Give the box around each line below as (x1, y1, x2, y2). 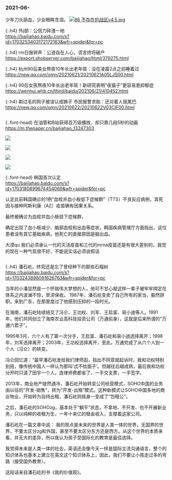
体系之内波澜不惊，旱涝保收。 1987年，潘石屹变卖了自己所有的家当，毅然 (5, 292, 160, 298)
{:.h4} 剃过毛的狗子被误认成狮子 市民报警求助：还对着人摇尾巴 (5, 99, 137, 105)
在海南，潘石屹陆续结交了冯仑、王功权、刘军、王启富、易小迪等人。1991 (5, 309, 158, 316)
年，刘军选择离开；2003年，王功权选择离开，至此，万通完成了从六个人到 (5, 340, 160, 346)
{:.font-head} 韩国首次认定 (5, 174, 61, 180)
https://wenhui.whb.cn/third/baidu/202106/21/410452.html (5, 88, 129, 94)
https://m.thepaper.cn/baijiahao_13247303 (5, 125, 95, 132)
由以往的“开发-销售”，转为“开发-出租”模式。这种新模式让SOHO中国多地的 (5, 387, 161, 393)
